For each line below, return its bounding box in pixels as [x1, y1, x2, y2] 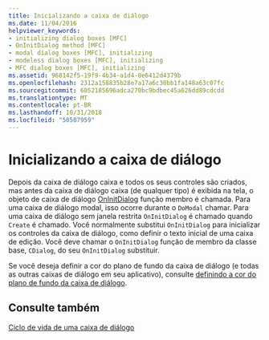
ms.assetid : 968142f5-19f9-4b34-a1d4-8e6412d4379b [8, 71, 181, 79]
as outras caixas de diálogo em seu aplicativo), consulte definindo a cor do [8, 269, 257, 279]
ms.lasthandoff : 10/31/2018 [8, 109, 103, 117]
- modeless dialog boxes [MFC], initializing [8, 57, 163, 65]
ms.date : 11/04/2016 [8, 19, 78, 27]
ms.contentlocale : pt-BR [8, 101, 92, 109]
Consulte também [8, 302, 100, 315]
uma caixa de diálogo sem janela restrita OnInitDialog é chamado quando [8, 211, 253, 221]
